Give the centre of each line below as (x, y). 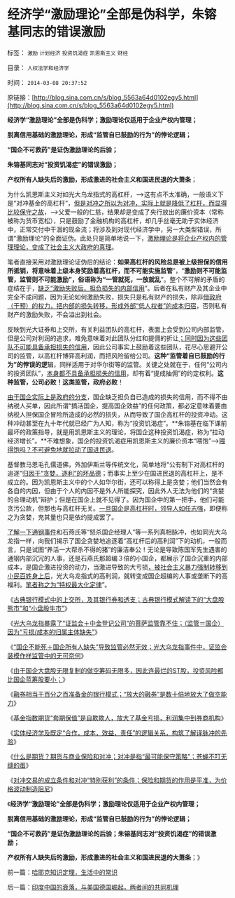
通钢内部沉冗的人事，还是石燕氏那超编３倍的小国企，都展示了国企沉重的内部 (117, 558)
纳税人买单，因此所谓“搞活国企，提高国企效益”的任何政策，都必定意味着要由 (117, 406)
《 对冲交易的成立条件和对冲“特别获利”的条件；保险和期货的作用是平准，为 (114, 780)
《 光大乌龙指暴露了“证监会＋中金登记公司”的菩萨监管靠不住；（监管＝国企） (116, 623)
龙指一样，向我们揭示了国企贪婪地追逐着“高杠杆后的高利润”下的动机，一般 (114, 540)
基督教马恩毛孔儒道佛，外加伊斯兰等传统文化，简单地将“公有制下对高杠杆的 (116, 464)
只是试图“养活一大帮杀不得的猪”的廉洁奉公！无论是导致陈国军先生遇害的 (123, 549)
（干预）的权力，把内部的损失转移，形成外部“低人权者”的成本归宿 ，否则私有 (117, 305)
